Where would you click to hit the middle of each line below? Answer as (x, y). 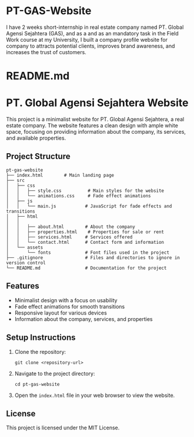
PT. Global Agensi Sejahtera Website (97, 103)
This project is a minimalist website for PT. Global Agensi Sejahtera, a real (95, 120)
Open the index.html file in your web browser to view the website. (95, 395)
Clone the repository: (40, 352)
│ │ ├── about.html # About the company (71, 227)
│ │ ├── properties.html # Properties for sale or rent (85, 232)
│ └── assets (25, 247)
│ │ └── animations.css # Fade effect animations (78, 196)
